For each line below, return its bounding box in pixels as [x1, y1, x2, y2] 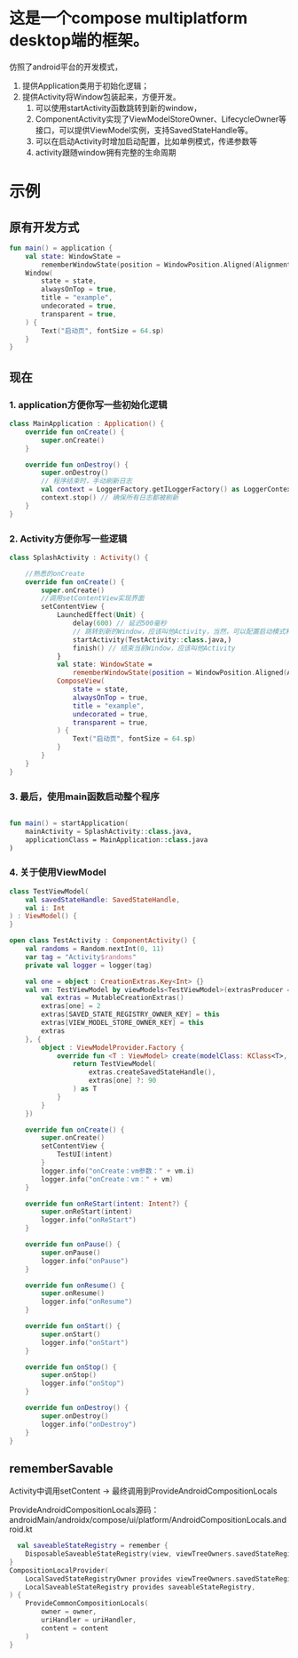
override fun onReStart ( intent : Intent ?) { [25, 1199, 189, 1208]
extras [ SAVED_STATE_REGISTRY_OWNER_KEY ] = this [41, 1010, 220, 1019]
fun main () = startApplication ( [9, 819, 129, 828]
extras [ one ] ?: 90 [88, 1077, 157, 1085]
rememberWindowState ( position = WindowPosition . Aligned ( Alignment [41, 260, 292, 269]
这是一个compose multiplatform [9, 8, 248, 28]
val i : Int [25, 903, 66, 912]
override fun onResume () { [25, 1281, 125, 1290]
